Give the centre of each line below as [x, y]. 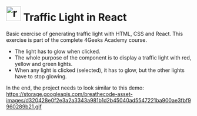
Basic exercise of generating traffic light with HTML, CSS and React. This [95, 34]
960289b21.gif [24, 107]
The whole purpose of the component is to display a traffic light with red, [103, 57]
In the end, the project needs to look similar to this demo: [75, 88]
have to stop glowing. [41, 76]
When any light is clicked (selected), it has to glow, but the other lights [100, 70]
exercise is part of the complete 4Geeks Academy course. [76, 40]
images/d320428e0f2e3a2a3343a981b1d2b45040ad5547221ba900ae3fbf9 [98, 100]
